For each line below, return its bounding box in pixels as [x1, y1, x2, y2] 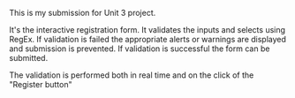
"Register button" [9, 79, 72, 89]
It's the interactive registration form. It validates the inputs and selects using [9, 25, 285, 34]
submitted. [9, 53, 49, 63]
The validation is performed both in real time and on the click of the [9, 70, 254, 80]
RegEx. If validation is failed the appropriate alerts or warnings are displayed [9, 34, 287, 44]
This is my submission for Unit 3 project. [9, 8, 156, 18]
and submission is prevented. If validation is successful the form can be [9, 43, 270, 54]
